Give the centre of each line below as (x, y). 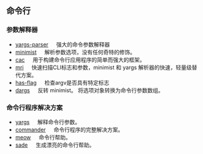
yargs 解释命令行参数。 (48, 122)
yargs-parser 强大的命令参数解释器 (62, 44)
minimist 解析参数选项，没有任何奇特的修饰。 (75, 52)
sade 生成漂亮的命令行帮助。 (55, 145)
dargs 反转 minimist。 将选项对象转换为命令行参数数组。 (89, 90)
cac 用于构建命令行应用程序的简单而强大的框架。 (80, 59)
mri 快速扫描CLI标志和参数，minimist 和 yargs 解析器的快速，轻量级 (104, 67)
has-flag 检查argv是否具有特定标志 (62, 82)
